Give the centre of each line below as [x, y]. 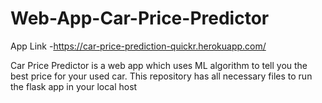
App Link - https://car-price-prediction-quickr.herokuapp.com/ [138, 46]
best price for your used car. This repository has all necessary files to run [161, 76]
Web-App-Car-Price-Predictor [140, 18]
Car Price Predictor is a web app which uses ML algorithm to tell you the [159, 65]
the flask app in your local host [74, 86]
